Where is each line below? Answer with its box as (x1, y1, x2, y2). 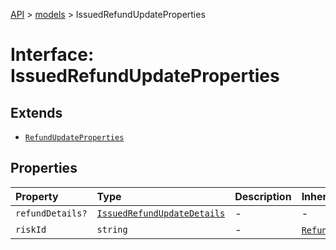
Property (15, 189, 59, 203)
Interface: (10, 44, 95, 66)
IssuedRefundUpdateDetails (96, 207, 226, 219)
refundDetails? (15, 207, 88, 219)
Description (234, 189, 292, 203)
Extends (10, 104, 63, 121)
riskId (15, 224, 47, 235)
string (96, 224, 128, 235)
